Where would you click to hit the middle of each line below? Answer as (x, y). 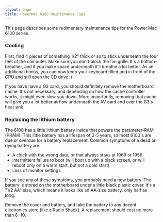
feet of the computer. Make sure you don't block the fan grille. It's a (72, 61)
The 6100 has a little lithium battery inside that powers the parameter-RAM (79, 130)
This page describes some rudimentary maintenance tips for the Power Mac (81, 28)
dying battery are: (23, 146)
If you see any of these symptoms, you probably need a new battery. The (78, 180)
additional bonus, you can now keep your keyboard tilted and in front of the (80, 71)
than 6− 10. (16, 215)
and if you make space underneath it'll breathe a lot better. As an (89, 67)
